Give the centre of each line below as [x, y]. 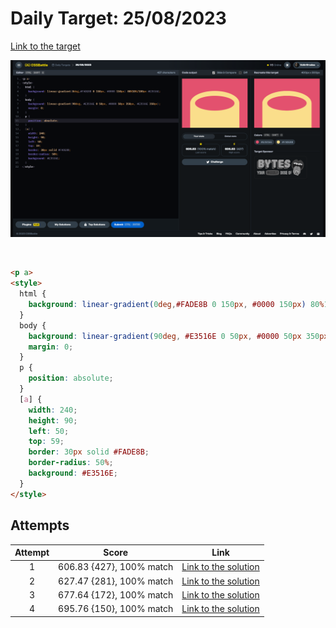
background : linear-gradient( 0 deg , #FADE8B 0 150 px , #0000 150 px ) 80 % [176, 305]
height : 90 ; [53, 420]
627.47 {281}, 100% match [116, 581]
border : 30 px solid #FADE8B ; [89, 452]
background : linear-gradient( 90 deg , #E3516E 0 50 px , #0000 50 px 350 [174, 336]
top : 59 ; [46, 442]
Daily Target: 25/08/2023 [118, 18]
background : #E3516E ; [73, 473]
